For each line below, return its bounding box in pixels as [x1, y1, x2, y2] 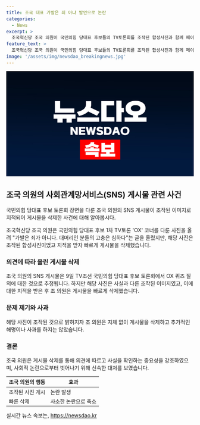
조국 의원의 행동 [8, 379, 46, 386]
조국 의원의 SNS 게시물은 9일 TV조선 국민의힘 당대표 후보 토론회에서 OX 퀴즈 [6, 273, 185, 280]
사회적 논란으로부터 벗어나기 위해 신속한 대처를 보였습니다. [14, 364, 149, 371]
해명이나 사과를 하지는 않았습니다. [6, 326, 85, 333]
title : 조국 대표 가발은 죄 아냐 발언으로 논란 [6, 10, 107, 15]
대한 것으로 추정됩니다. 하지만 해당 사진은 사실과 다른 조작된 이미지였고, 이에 [17, 280, 193, 287]
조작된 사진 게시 [8, 388, 46, 395]
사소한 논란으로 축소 [50, 398, 97, 405]
